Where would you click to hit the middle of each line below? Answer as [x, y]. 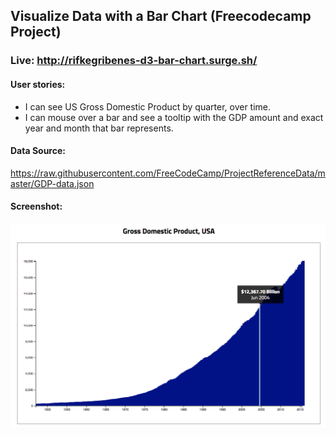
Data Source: [38, 151]
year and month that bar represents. [99, 128]
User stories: [38, 84]
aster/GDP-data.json [52, 183]
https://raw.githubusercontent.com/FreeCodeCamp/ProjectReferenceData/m [168, 173]
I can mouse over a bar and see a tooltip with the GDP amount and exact [174, 117]
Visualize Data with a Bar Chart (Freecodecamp [161, 16]
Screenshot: [36, 206]
